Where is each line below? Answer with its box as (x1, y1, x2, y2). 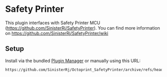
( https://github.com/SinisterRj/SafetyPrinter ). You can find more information (5, 25, 161, 31)
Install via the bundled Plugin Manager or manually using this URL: (5, 58, 141, 64)
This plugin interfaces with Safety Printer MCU (5, 20, 100, 26)
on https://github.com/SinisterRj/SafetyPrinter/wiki (5, 30, 108, 36)
